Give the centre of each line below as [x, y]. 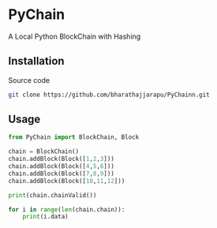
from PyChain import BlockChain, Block [74, 137]
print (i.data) [45, 217]
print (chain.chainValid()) [52, 195]
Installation [36, 61]
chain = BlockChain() [44, 151]
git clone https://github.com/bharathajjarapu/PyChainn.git [109, 95]
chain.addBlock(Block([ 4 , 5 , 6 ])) [61, 166]
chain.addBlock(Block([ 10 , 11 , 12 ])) [67, 181]
